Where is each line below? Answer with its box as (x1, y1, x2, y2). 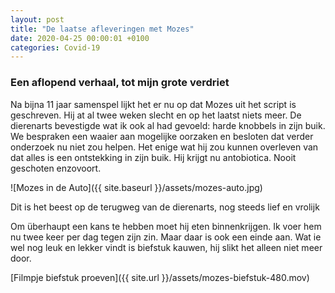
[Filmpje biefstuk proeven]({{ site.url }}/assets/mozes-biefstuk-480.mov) (10, 271, 310, 283)
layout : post (10, 14, 65, 25)
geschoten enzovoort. (10, 162, 102, 174)
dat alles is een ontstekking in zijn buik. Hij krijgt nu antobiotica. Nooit (10, 151, 297, 163)
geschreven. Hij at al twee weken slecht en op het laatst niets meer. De (10, 109, 302, 121)
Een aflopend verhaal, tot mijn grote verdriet (10, 76, 230, 90)
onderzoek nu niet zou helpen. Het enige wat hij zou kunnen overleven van (10, 141, 319, 153)
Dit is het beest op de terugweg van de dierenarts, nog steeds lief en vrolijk (10, 201, 320, 213)
